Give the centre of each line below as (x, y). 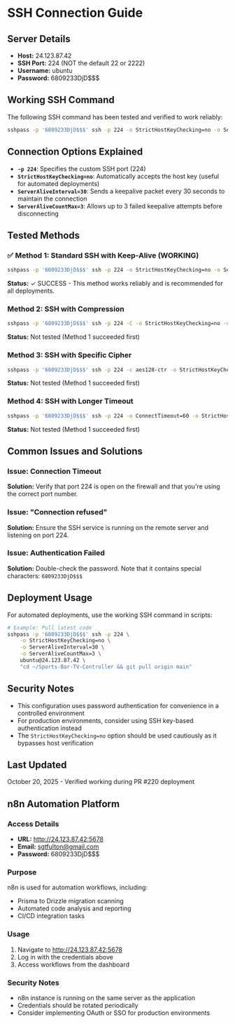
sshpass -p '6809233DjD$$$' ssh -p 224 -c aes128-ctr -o (92, 370)
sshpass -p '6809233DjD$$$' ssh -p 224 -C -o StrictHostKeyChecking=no (114, 324)
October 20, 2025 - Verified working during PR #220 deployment (101, 782)
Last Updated (37, 765)
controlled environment (51, 713)
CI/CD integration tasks (51, 916)
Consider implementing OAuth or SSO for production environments (114, 1013)
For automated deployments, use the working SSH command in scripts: (110, 615)
